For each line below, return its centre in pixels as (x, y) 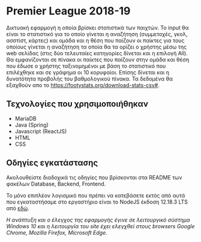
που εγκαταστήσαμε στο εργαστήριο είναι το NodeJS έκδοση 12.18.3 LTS (97, 202)
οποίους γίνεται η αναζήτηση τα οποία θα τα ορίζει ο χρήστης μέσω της (97, 47)
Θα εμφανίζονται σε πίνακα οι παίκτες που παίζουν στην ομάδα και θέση (98, 59)
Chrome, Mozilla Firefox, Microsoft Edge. (57, 232)
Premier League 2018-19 (68, 11)
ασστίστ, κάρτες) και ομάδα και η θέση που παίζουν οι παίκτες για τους (95, 40)
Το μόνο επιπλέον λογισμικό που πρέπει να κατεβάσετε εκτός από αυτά (96, 195)
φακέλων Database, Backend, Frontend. (56, 184)
